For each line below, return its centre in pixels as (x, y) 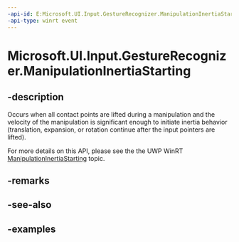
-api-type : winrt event (43, 21)
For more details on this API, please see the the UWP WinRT (95, 151)
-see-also (30, 205)
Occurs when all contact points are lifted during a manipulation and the (111, 114)
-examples (32, 229)
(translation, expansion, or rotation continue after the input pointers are (111, 130)
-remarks (28, 180)
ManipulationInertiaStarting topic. (56, 158)
